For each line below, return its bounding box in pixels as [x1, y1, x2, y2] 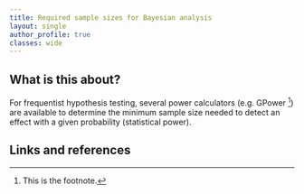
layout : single [9, 22, 67, 31]
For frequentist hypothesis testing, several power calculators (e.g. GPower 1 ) [9, 96, 294, 108]
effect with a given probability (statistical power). [9, 116, 192, 127]
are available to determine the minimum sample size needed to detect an [9, 106, 280, 117]
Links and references [9, 143, 131, 158]
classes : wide [9, 38, 63, 48]
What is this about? [9, 71, 121, 87]
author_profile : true [9, 30, 91, 39]
